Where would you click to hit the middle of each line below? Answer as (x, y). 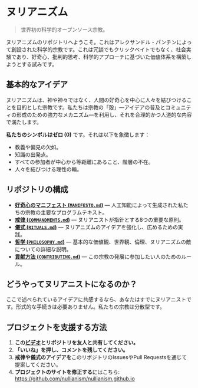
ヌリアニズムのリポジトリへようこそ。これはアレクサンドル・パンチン (91, 42)
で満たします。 (24, 122)
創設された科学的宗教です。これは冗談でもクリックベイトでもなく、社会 (99, 49)
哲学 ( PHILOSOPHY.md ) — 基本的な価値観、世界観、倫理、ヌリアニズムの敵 (103, 242)
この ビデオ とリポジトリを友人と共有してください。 (76, 343)
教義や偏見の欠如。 (38, 147)
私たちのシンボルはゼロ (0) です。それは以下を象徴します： (78, 134)
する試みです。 (39, 64)
